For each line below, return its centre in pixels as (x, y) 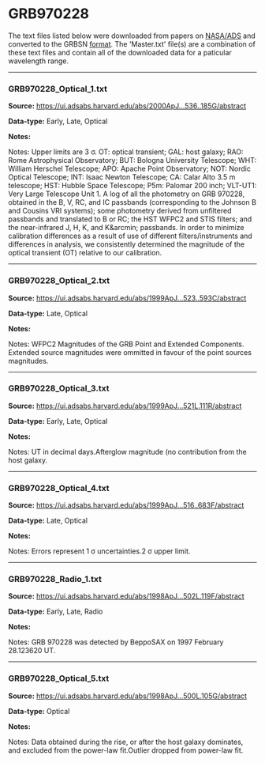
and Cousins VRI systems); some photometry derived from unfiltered (120, 211)
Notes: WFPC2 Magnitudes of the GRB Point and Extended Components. (126, 344)
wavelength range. (39, 61)
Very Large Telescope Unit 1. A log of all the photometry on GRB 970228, (127, 194)
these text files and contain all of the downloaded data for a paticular (120, 52)
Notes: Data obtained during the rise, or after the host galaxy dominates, (126, 742)
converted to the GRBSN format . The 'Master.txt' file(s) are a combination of (132, 43)
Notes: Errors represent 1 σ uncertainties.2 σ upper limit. (99, 551)
